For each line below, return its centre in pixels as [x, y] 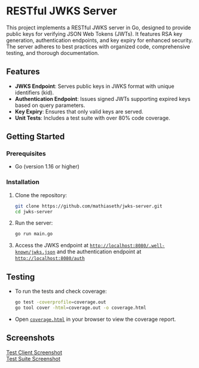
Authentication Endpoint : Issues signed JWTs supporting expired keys [102, 99]
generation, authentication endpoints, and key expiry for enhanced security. [99, 40]
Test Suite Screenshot [33, 358]
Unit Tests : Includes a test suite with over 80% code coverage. [92, 118]
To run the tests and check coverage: [61, 292]
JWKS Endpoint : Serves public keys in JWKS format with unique [94, 86]
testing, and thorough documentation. [53, 53]
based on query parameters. [50, 105]
